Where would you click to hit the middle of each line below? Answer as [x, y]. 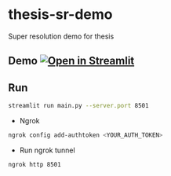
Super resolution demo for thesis [61, 36]
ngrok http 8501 [35, 164]
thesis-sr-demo [60, 15]
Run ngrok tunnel [47, 150]
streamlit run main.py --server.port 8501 [78, 106]
